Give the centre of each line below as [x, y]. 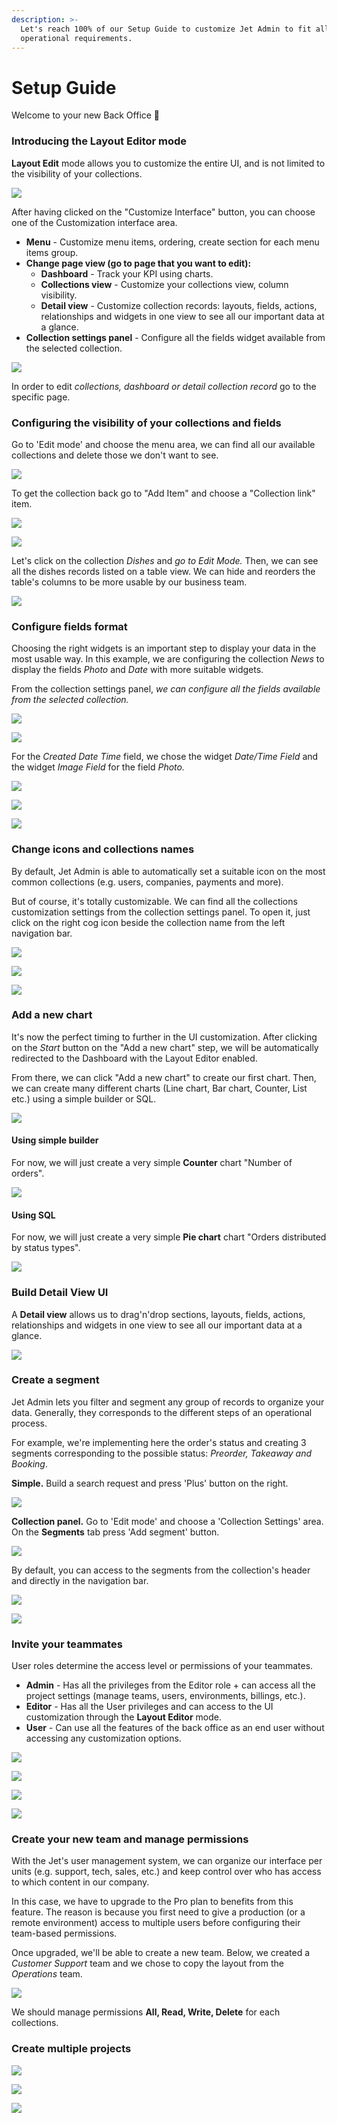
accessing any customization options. [103, 1738]
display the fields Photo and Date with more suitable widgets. [137, 670]
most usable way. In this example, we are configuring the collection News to [168, 659]
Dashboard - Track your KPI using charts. [127, 273]
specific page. [41, 397]
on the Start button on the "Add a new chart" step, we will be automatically [165, 1047]
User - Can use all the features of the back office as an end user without [175, 1728]
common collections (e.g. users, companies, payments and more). [147, 882]
